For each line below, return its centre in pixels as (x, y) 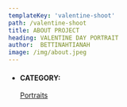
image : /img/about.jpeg (48, 52)
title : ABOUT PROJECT (44, 30)
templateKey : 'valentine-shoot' (62, 15)
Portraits (34, 95)
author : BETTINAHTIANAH (49, 45)
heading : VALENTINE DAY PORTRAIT (63, 38)
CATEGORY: (40, 78)
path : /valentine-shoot (48, 23)
